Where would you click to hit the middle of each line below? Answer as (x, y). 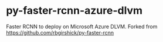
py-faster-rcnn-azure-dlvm (74, 11)
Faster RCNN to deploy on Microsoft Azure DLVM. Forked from (82, 26)
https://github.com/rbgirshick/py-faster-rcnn (60, 32)
